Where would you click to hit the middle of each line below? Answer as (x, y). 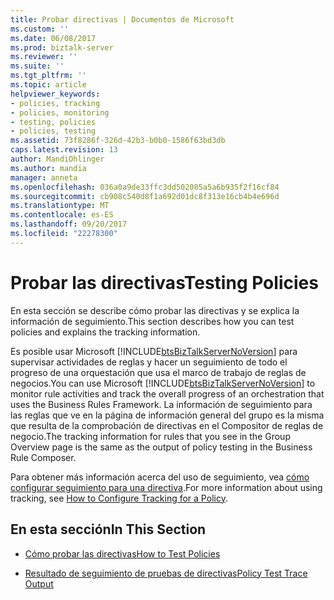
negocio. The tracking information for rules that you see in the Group (150, 436)
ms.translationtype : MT (60, 206)
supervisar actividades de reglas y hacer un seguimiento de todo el (149, 362)
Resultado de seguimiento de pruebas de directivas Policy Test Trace (166, 573)
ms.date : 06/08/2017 (53, 38)
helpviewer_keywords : (55, 94)
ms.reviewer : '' (44, 57)
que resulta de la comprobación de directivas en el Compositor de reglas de (167, 425)
